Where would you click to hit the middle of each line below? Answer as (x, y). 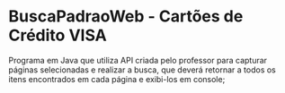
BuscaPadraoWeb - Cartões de (126, 17)
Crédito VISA (58, 35)
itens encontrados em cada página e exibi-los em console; (117, 79)
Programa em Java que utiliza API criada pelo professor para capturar (138, 60)
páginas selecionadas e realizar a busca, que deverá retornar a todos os (142, 70)
